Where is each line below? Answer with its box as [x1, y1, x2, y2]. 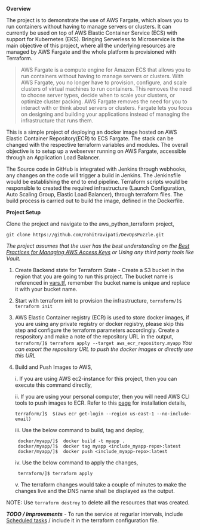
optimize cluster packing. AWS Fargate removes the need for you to [20, 98, 187, 105]
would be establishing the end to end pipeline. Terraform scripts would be [6, 178, 188, 185]
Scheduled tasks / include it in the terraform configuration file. [6, 517, 159, 524]
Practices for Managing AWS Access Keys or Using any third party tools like [6, 249, 194, 255]
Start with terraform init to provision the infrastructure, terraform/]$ [14, 297, 182, 304]
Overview [6, 5, 31, 12]
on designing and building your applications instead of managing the [20, 110, 190, 118]
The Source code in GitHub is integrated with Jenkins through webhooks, [6, 165, 187, 172]
